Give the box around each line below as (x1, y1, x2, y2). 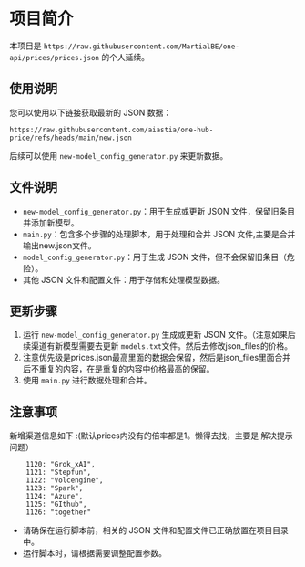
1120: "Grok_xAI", (25, 460, 96, 469)
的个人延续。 (101, 51, 150, 62)
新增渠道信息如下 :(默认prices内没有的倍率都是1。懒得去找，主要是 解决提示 (9, 430, 293, 441)
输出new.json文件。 (22, 239, 97, 251)
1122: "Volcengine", (25, 476, 104, 485)
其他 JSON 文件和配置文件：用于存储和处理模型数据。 (22, 274, 225, 285)
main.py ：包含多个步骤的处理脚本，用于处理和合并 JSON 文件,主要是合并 (22, 228, 296, 239)
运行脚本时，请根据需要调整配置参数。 (22, 548, 167, 559)
